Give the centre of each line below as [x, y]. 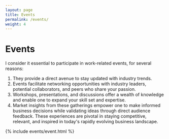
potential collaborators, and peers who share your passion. [74, 89]
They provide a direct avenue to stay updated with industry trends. [82, 79]
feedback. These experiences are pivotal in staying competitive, [79, 116]
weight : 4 [16, 24]
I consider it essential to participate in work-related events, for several [78, 63]
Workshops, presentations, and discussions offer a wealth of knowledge [88, 95]
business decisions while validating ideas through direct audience [81, 111]
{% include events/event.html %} [40, 131]
